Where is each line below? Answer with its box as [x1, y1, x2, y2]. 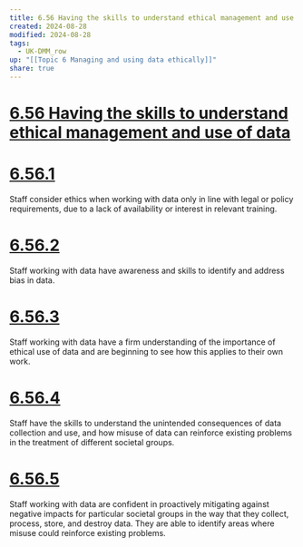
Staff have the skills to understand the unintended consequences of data [9, 417, 282, 428]
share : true [9, 64, 54, 73]
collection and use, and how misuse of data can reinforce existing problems [9, 427, 293, 438]
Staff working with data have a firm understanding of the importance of [9, 337, 276, 347]
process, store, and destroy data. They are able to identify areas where [9, 518, 275, 529]
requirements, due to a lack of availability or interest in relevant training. [9, 203, 278, 214]
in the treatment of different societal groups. [9, 436, 175, 447]
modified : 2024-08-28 [9, 30, 92, 39]
